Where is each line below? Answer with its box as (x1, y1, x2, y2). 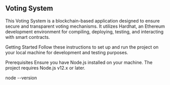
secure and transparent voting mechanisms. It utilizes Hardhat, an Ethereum (5, 23, 165, 29)
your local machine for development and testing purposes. (5, 49, 129, 55)
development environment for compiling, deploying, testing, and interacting (5, 28, 164, 35)
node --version (5, 74, 37, 81)
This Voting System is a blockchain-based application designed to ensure (5, 17, 160, 24)
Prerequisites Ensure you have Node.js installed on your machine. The (5, 59, 153, 66)
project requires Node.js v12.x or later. (5, 65, 86, 71)
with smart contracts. (5, 34, 50, 40)
